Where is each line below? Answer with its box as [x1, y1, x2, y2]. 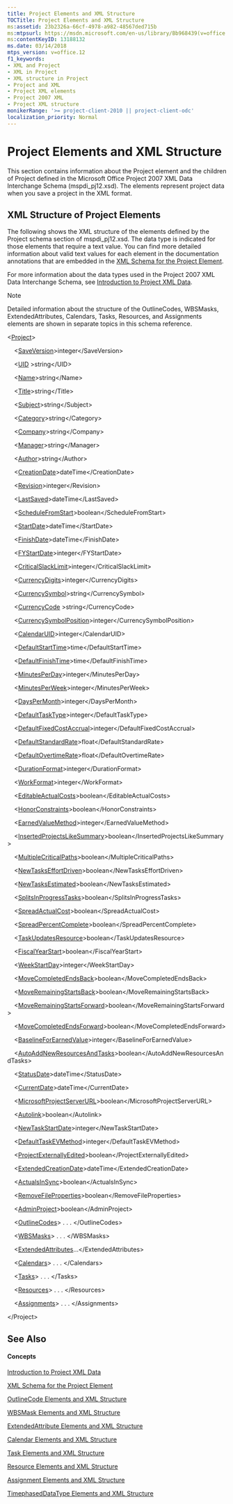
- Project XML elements [7, 88, 77, 95]
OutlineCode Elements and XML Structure [7, 1395, 127, 1403]
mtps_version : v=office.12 [7, 49, 86, 56]
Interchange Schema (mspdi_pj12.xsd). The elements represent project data [7, 182, 225, 190]
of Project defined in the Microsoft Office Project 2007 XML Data [7, 174, 193, 182]
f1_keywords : [7, 56, 45, 63]
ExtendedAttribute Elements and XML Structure [7, 1421, 143, 1430]
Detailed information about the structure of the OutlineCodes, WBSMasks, [7, 305, 219, 313]
